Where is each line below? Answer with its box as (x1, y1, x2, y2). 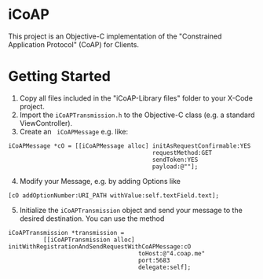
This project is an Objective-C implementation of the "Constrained (8, 31, 222, 41)
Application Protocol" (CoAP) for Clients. (8, 39, 140, 49)
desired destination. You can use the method (19, 214, 165, 223)
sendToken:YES (152, 156, 199, 163)
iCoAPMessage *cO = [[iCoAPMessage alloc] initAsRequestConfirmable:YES (8, 141, 251, 150)
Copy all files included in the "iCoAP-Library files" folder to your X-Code (19, 93, 254, 103)
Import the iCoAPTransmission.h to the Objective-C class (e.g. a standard (19, 110, 255, 119)
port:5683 (137, 256, 170, 264)
